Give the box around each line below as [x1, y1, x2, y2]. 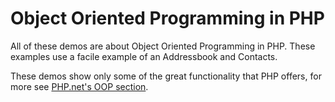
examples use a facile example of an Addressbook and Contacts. [10, 50, 278, 62]
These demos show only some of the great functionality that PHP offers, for [10, 70, 322, 82]
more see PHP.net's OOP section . [10, 80, 149, 92]
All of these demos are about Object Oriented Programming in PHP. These [10, 40, 316, 52]
